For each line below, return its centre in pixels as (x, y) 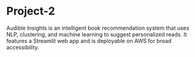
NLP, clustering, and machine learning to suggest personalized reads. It (97, 34)
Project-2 (31, 11)
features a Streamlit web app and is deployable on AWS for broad (89, 41)
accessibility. (23, 47)
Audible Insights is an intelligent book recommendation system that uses (98, 28)
